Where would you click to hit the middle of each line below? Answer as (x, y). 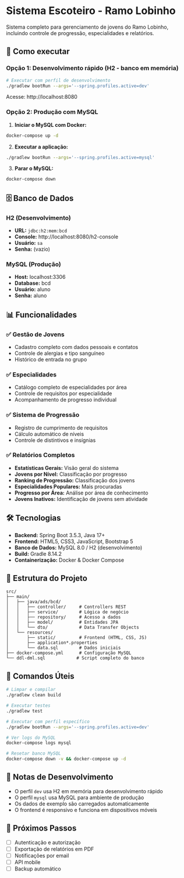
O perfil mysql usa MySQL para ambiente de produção (79, 797)
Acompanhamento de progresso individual (66, 400)
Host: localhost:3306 (40, 277)
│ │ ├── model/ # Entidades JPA (62, 623)
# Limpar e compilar (31, 690)
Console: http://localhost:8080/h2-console (66, 236)
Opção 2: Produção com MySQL (52, 112)
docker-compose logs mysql (39, 743)
